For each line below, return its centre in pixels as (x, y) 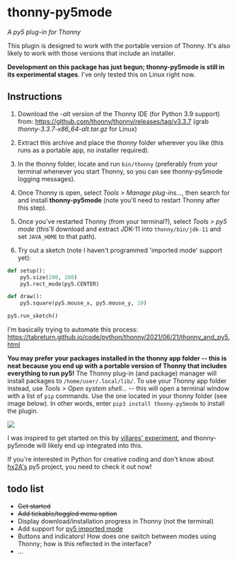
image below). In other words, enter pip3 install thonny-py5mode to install (116, 403)
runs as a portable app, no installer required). (83, 150)
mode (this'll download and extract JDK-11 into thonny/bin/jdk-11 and (119, 229)
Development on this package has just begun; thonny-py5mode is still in (116, 67)
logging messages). (46, 178)
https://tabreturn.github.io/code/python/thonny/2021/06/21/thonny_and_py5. (118, 337)
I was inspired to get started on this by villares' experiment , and (100, 438)
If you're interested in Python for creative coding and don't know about (111, 459)
